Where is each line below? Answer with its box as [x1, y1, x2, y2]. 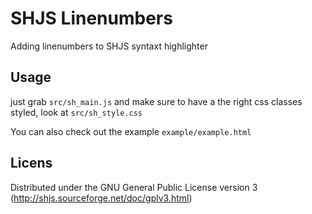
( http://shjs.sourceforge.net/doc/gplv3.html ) [10, 192, 193, 204]
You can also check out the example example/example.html [10, 125, 252, 137]
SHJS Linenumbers [10, 7, 173, 30]
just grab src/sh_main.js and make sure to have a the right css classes [10, 95, 303, 107]
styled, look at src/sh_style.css [10, 106, 143, 118]
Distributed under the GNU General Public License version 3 [10, 181, 258, 193]
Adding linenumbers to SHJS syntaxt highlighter [10, 40, 208, 52]
